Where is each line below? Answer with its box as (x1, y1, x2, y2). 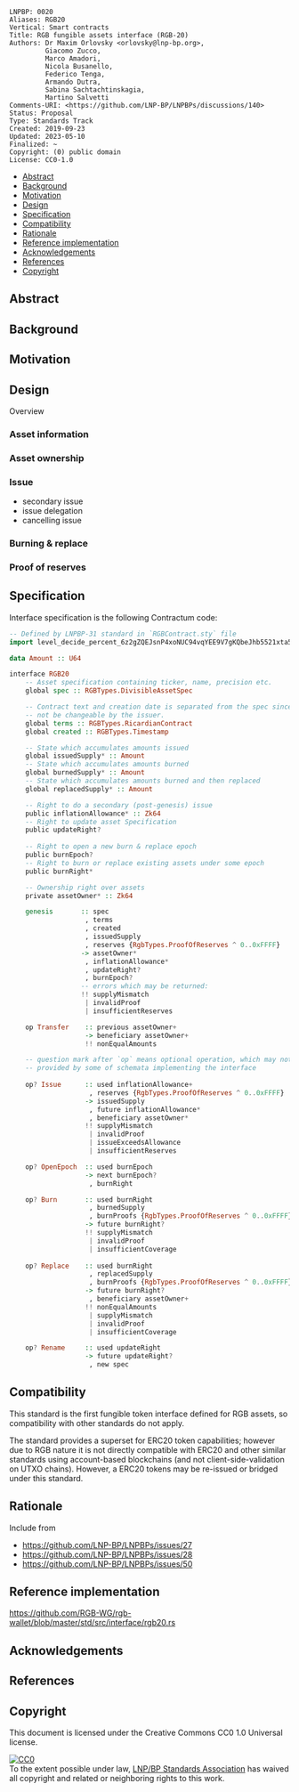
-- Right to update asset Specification (25, 817, 177, 826)
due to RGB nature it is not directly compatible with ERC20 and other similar (9, 1444, 287, 1455)
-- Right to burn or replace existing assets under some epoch (25, 858, 265, 867)
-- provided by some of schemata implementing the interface (25, 1064, 256, 1073)
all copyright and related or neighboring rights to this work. (9, 1773, 225, 1784)
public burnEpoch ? (25, 850, 93, 860)
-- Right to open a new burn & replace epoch (25, 842, 198, 851)
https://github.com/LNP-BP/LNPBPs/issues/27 (21, 1539, 193, 1550)
